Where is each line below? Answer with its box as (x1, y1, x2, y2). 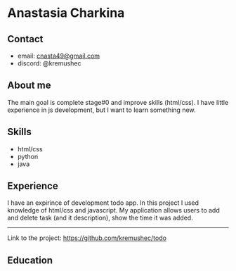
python (17, 152, 39, 160)
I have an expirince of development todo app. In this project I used (7, 198, 199, 207)
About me (7, 80, 51, 92)
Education (7, 254, 53, 266)
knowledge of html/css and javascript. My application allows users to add (7, 206, 220, 215)
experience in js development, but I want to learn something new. (7, 106, 196, 114)
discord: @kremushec (17, 59, 81, 68)
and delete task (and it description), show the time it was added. (7, 213, 193, 222)
